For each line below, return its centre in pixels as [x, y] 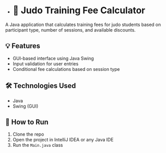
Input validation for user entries [46, 64]
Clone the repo [28, 134]
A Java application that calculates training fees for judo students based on [83, 24]
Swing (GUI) [25, 106]
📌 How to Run [27, 122]
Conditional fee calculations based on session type [66, 69]
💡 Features [23, 46]
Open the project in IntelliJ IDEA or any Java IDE [63, 140]
